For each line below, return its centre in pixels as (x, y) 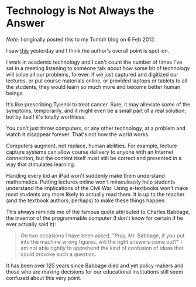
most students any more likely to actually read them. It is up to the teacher (95, 194)
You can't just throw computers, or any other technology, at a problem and (96, 128)
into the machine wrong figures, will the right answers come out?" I (101, 241)
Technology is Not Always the (80, 11)
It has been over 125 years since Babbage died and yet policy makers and (95, 265)
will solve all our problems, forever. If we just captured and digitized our (92, 74)
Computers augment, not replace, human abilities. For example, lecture (92, 146)
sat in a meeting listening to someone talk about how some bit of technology (98, 68)
